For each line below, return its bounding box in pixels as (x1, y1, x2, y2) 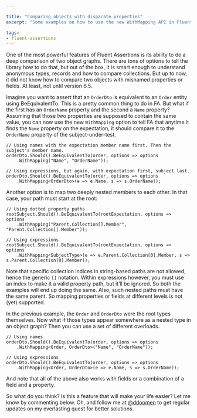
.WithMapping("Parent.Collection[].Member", (16, 222, 127, 227)
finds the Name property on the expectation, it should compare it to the (6, 125, 175, 132)
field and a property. (6, 382, 56, 389)
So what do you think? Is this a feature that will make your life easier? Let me (6, 393, 191, 400)
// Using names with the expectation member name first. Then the (6, 142, 172, 148)
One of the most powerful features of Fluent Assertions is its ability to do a (6, 51, 186, 59)
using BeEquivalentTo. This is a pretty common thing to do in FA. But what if (6, 100, 189, 107)
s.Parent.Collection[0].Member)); (6, 257, 91, 264)
